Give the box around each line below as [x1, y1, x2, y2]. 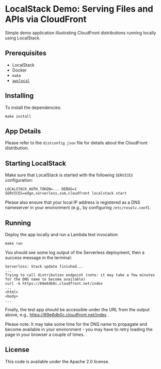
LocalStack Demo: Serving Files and [5, 3, 154, 15]
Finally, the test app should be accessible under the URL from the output [5, 307, 150, 312]
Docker [12, 67, 27, 73]
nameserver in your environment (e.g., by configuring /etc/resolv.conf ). [5, 205, 151, 211]
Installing [5, 91, 34, 100]
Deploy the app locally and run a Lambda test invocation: [5, 232, 119, 237]
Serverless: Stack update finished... [5, 264, 83, 269]
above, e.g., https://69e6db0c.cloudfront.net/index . [5, 312, 109, 317]
